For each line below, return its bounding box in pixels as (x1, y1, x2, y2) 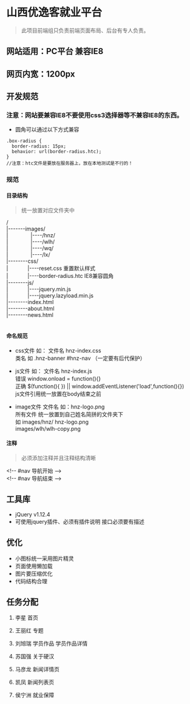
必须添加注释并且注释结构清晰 (21, 454, 96, 461)
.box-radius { (6, 138, 42, 144)
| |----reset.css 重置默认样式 (6, 265, 96, 272)
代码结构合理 (15, 577, 47, 584)
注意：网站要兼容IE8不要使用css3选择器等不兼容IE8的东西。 (6, 111, 183, 120)
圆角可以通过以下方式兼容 (15, 126, 80, 134)
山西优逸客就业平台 (6, 5, 103, 19)
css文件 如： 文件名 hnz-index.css (15, 347, 101, 354)
